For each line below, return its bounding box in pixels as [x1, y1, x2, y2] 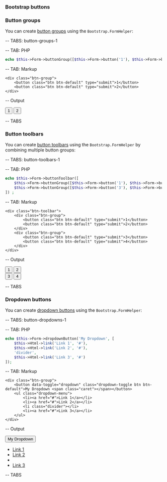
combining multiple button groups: [5, 147, 76, 153]
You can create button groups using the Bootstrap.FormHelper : [5, 28, 133, 34]
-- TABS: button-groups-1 [5, 38, 58, 44]
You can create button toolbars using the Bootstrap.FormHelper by [5, 142, 141, 148]
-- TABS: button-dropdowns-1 [5, 317, 66, 323]
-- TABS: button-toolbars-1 [5, 157, 60, 163]
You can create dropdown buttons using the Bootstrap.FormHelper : [5, 307, 142, 313]
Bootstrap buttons [5, 3, 50, 10]
